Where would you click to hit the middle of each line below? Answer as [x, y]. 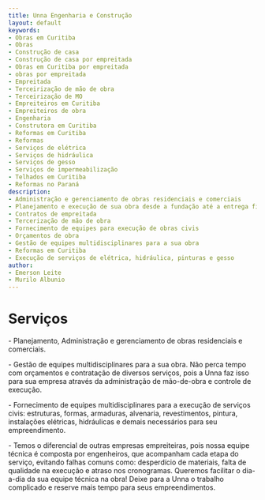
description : [30, 192]
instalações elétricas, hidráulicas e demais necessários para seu [113, 422]
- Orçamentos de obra [44, 236]
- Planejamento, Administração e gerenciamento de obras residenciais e [125, 341]
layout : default [35, 23]
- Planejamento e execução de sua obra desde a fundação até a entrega [128, 206]
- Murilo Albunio [37, 280]
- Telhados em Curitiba [47, 177]
